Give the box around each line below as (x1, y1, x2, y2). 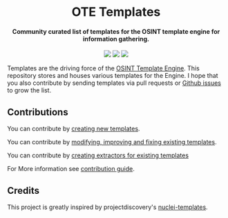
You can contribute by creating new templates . (7, 125, 140, 133)
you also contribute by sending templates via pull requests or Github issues (7, 79, 222, 87)
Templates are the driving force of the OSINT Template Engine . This (7, 64, 200, 72)
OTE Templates (71, 4, 161, 20)
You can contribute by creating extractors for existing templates (7, 151, 189, 159)
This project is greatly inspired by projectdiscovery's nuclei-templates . (7, 203, 209, 211)
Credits (7, 184, 40, 197)
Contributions (7, 106, 68, 118)
